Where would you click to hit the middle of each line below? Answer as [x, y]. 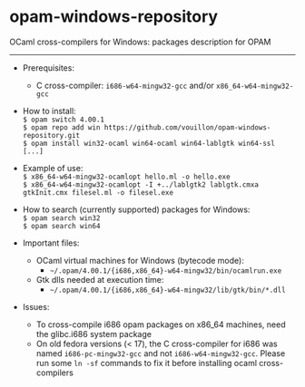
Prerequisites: [49, 68]
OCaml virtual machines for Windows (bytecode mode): [140, 260]
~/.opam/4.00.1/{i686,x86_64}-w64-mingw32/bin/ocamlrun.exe [166, 271]
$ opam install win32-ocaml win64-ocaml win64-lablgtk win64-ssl [148, 143]
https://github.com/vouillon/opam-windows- [187, 127]
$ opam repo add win [61, 127]
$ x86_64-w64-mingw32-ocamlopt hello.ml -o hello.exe [126, 177]
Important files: [51, 243]
